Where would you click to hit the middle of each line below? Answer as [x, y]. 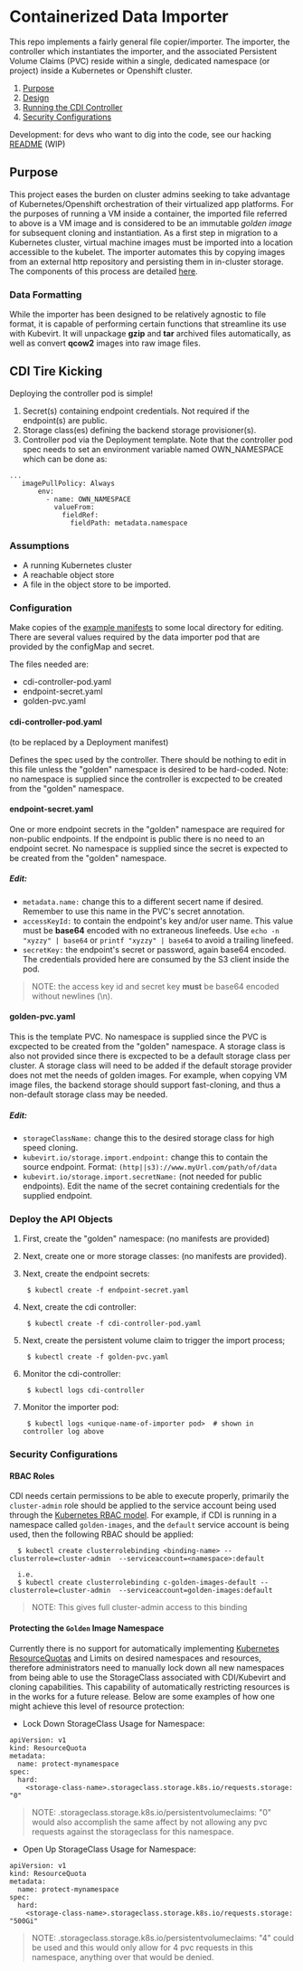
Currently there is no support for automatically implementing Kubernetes [145, 1648]
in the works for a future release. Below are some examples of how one [142, 1696]
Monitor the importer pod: [71, 1407]
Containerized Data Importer [119, 17]
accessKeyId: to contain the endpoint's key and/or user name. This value [158, 921]
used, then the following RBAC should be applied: [102, 1534]
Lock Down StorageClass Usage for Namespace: [114, 1723]
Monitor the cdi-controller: [71, 1374]
